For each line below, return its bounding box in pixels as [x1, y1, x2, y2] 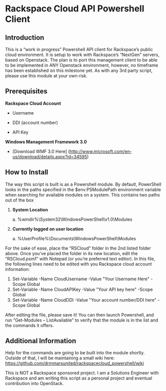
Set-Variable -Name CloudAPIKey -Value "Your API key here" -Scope [12, 286, 153, 292]
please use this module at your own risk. [5, 73, 88, 78]
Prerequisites [5, 87, 48, 96]
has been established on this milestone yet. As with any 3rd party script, [5, 67, 153, 73]
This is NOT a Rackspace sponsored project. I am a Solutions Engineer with [5, 370, 159, 376]
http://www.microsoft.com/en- [69, 148, 132, 154]
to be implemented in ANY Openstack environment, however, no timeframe [5, 63, 159, 68]
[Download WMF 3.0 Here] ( [12, 148, 70, 154]
